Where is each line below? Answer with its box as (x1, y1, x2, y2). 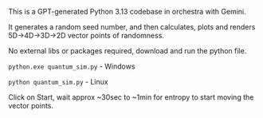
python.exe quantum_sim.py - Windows (8, 61, 135, 71)
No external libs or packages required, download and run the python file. (8, 46, 247, 55)
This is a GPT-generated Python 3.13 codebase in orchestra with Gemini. (8, 7, 247, 16)
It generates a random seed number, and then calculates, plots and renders (8, 22, 256, 31)
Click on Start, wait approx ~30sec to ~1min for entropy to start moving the (8, 92, 254, 102)
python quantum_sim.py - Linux (8, 77, 109, 86)
